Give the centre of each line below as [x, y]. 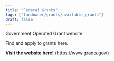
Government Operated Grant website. [45, 34]
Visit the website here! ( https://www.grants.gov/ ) [57, 53]
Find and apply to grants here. [37, 43]
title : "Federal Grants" [32, 10]
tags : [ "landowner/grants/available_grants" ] [54, 15]
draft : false [19, 19]
